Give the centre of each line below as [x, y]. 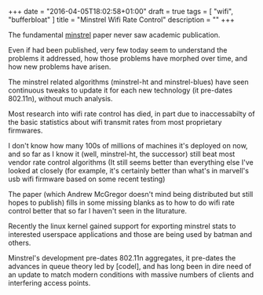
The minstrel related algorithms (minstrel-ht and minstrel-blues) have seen [128, 82]
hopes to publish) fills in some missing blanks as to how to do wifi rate [122, 202]
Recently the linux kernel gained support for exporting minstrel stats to [122, 226]
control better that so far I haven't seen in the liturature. [97, 211]
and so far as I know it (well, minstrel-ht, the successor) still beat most [122, 154]
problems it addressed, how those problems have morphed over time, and [128, 58]
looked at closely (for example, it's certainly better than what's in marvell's [129, 171]
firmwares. [26, 130]
